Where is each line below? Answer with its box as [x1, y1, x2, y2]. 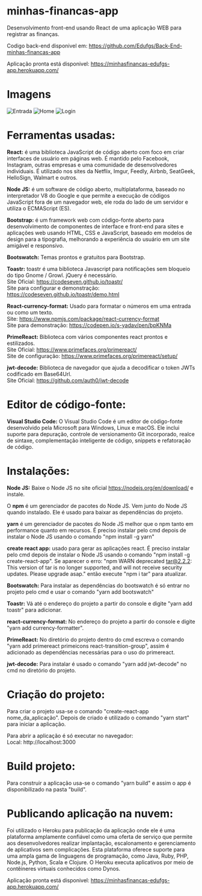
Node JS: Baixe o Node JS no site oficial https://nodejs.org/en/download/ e [7, 484, 194, 491]
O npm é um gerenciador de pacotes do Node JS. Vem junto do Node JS [7, 502, 188, 509]
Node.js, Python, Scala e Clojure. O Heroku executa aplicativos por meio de [7, 858, 194, 866]
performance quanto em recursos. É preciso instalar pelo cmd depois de [7, 526, 187, 534]
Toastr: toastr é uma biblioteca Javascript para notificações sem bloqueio [7, 265, 191, 272]
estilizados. [7, 340, 35, 347]
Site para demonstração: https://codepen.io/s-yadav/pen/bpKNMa [7, 322, 172, 329]
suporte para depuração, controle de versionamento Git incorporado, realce [7, 430, 195, 437]
